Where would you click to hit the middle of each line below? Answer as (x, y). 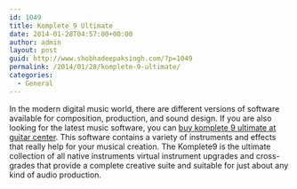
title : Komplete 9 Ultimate (61, 26)
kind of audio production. (56, 175)
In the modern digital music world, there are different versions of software (144, 108)
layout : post (33, 51)
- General (35, 83)
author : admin (36, 42)
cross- (268, 155)
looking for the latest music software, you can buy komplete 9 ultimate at (143, 127)
